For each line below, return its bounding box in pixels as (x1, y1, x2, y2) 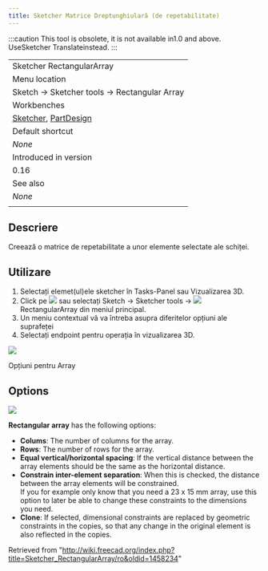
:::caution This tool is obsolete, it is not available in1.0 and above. (8, 34, 222, 43)
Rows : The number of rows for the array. (19, 444, 154, 454)
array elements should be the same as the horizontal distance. (19, 462, 226, 472)
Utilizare (8, 265, 51, 279)
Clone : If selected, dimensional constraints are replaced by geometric (19, 512, 250, 522)
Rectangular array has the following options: (8, 420, 157, 430)
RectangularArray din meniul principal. (19, 305, 146, 314)
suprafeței (19, 322, 54, 331)
